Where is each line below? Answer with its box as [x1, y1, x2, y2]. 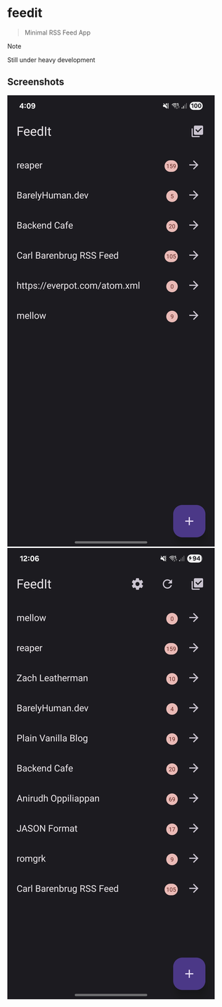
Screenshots [7, 76, 65, 88]
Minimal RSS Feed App [24, 28, 91, 37]
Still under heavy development [7, 55, 96, 64]
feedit [7, 5, 43, 21]
